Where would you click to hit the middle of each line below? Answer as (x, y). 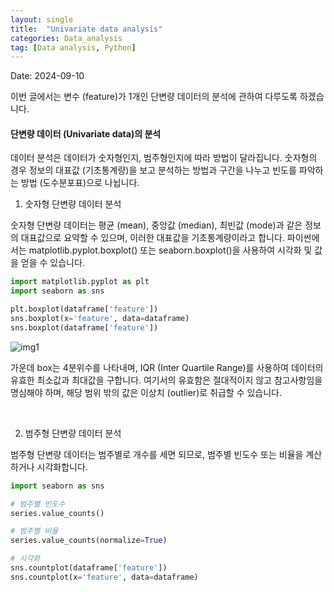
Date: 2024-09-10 (47, 76)
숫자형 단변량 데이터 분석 (73, 204)
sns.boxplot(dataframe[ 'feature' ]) (84, 327)
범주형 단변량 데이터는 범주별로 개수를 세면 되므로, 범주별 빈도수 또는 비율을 (157, 454)
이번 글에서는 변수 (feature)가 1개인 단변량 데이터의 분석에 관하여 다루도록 (154, 97)
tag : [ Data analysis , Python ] (73, 47)
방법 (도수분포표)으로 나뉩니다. (80, 183)
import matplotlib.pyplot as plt (80, 282)
